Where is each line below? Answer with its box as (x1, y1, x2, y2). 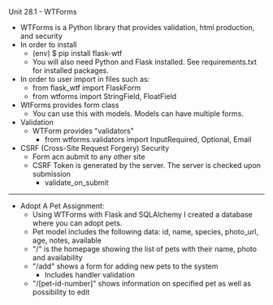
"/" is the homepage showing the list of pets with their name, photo (32, 244, 258, 254)
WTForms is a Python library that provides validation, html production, (19, 23, 255, 32)
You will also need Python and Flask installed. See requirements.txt (32, 57, 258, 67)
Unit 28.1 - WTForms (8, 7, 77, 16)
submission (32, 170, 71, 178)
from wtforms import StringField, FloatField (32, 92, 177, 101)
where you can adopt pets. (32, 218, 123, 228)
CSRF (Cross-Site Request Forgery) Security (19, 144, 170, 152)
